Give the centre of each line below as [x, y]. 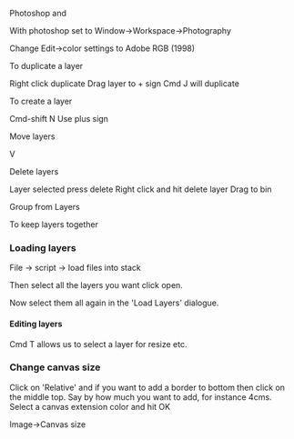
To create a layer [41, 101]
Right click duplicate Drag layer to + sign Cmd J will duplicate [124, 84]
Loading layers [43, 247]
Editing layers [36, 324]
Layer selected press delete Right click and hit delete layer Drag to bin [141, 189]
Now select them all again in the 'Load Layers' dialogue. [114, 303]
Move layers [32, 136]
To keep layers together [54, 224]
